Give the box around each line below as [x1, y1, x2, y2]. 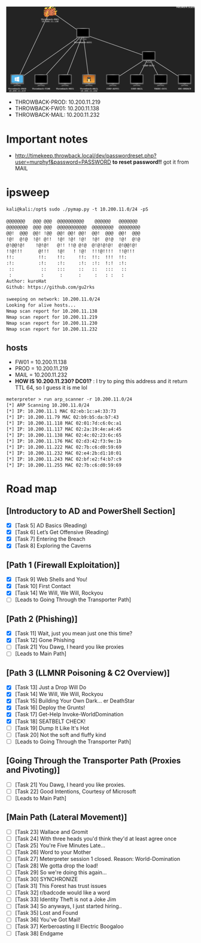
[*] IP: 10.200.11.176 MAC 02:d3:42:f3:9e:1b [6, 438, 121, 444]
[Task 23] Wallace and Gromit [14, 828, 89, 835]
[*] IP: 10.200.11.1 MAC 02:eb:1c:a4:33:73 [6, 408, 117, 414]
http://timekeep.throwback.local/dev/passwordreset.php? [14, 152, 157, 159]
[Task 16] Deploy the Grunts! [14, 704, 86, 711]
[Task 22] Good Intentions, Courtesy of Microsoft [14, 788, 136, 795]
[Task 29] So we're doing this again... [14, 869, 107, 876]
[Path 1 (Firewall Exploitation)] [6, 560, 120, 570]
